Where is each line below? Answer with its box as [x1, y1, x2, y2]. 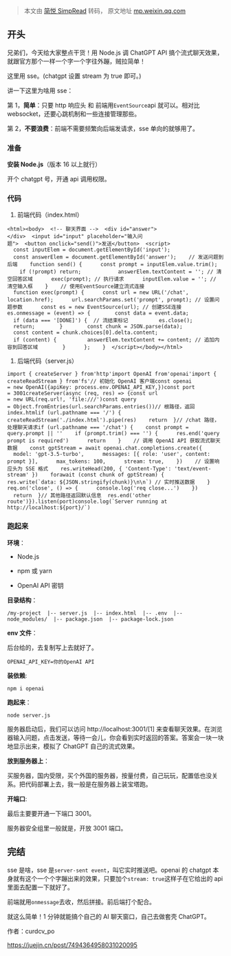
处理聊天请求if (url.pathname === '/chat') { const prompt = [7, 424, 189, 431]
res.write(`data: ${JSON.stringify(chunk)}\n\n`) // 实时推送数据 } [7, 479, 211, 486]
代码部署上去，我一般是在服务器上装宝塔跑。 [25, 779, 152, 788]
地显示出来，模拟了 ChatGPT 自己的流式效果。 [7, 741, 139, 750]
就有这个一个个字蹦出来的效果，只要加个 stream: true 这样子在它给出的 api [12, 874, 223, 882]
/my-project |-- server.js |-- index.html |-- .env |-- [7, 610, 184, 617]
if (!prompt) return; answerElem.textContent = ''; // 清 [19, 268, 222, 275]
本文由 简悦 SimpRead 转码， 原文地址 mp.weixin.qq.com [23, 7, 186, 14]
